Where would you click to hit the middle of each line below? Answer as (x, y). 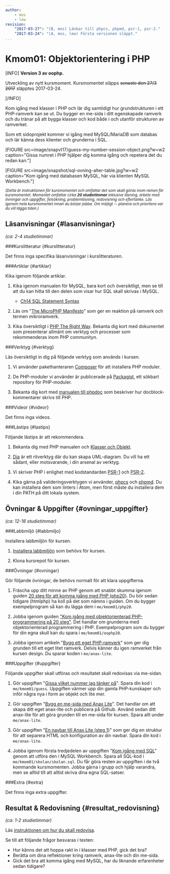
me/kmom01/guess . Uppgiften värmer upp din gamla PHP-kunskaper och (87, 688)
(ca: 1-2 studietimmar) (29, 820)
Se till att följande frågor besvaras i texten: (50, 840)
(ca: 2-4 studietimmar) (29, 236)
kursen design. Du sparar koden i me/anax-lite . (62, 653)
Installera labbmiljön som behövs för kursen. (59, 551)
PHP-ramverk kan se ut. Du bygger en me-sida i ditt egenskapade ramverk (83, 113)
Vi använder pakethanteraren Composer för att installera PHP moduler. (87, 367)
